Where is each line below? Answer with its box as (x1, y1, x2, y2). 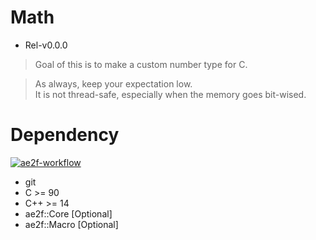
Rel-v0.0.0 (24, 39, 68, 51)
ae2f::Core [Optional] (24, 207, 113, 220)
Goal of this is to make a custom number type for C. (34, 58, 248, 70)
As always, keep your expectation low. (34, 77, 193, 90)
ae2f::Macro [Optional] (24, 218, 119, 230)
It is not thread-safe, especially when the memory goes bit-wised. (34, 88, 307, 100)
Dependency (10, 124, 120, 146)
